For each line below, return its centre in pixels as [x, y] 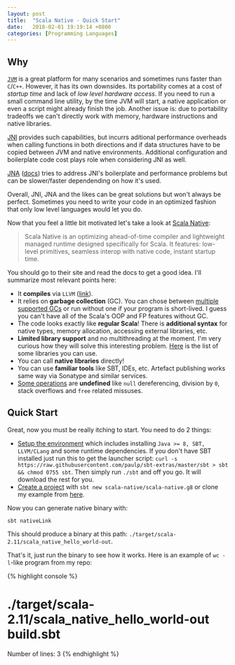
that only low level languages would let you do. [75, 209]
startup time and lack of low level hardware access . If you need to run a [111, 94]
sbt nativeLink [29, 521]
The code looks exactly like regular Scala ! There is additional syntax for [122, 323]
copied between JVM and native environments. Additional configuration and [117, 153]
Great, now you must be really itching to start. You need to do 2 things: [109, 430]
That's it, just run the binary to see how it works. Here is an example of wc [113, 555]
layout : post [26, 14]
